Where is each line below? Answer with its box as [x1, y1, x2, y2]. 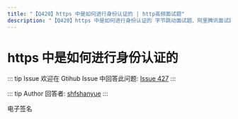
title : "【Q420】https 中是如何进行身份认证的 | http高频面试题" [7, 10, 186, 18]
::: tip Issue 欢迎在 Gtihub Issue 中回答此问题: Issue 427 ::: [7, 74, 176, 83]
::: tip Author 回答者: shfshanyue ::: [7, 89, 108, 98]
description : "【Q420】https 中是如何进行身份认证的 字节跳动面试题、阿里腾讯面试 [7, 17, 229, 24]
